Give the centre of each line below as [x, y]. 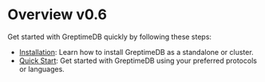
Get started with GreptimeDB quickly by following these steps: [110, 37]
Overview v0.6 [57, 15]
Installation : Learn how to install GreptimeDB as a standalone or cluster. [136, 52]
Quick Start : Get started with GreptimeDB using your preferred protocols [138, 61]
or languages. [42, 68]
